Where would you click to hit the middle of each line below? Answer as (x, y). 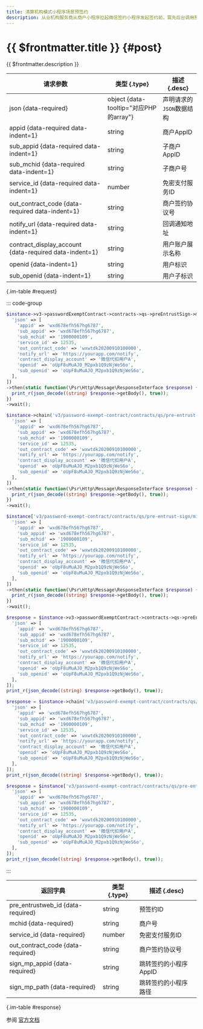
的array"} (121, 117)
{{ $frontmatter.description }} (43, 64)
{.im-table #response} (34, 1007)
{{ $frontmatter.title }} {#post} (84, 48)
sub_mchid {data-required (47, 164)
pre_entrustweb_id (36, 905)
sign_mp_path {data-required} (53, 987)
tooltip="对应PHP (132, 108)
